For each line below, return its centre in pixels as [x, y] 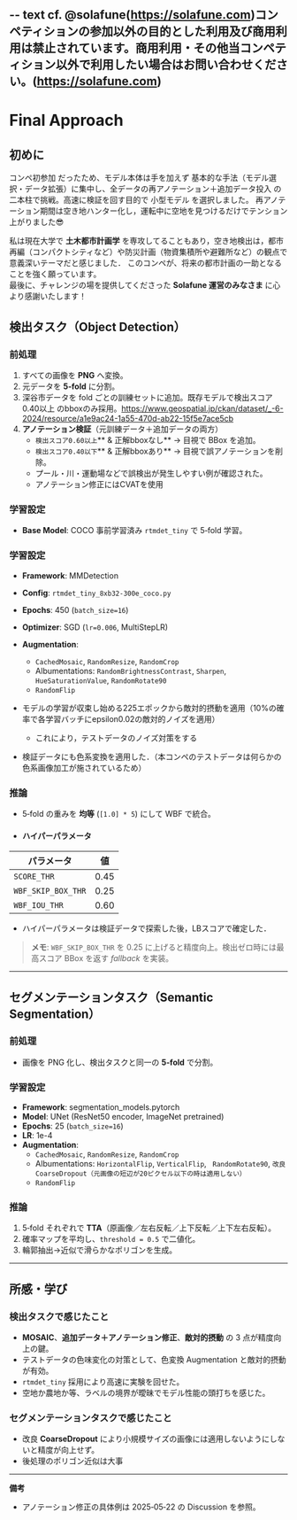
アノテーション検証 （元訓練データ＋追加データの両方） [122, 429]
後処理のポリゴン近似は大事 [72, 1461]
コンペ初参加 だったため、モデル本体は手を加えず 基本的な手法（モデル [139, 178]
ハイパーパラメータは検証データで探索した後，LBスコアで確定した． [146, 928]
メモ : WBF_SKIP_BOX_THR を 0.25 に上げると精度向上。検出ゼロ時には [153, 947]
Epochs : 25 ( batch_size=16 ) [72, 1126]
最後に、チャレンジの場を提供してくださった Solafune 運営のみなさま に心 [145, 285]
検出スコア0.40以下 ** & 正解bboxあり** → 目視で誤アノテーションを [155, 451]
